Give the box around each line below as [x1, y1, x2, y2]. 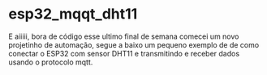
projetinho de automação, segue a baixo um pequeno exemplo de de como [8, 40, 260, 49]
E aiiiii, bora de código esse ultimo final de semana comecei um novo [8, 31, 239, 41]
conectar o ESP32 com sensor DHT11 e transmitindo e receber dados [8, 48, 240, 58]
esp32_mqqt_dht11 [8, 5, 138, 23]
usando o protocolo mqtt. [8, 57, 93, 67]
